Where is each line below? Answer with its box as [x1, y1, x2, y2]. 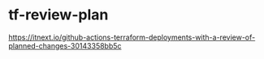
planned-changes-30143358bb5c [8, 40, 122, 50]
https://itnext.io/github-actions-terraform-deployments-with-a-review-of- [8, 32, 256, 42]
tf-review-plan [8, 6, 109, 24]
